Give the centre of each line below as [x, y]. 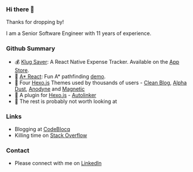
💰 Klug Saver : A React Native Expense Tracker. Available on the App [97, 61]
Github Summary [31, 49]
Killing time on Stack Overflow [51, 135]
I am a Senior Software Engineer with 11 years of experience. [79, 33]
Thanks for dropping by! [35, 22]
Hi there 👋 [20, 9]
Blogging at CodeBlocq [42, 129]
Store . [22, 70]
